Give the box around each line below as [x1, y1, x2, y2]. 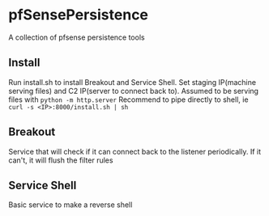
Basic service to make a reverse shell [8, 200, 133, 210]
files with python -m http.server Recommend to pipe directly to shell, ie [8, 95, 249, 104]
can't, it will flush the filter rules [8, 155, 113, 165]
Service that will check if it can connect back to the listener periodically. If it [8, 146, 262, 156]
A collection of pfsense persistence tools [8, 32, 145, 42]
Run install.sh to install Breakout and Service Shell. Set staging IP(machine [8, 77, 257, 87]
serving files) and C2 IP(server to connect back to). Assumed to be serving [8, 86, 259, 95]
